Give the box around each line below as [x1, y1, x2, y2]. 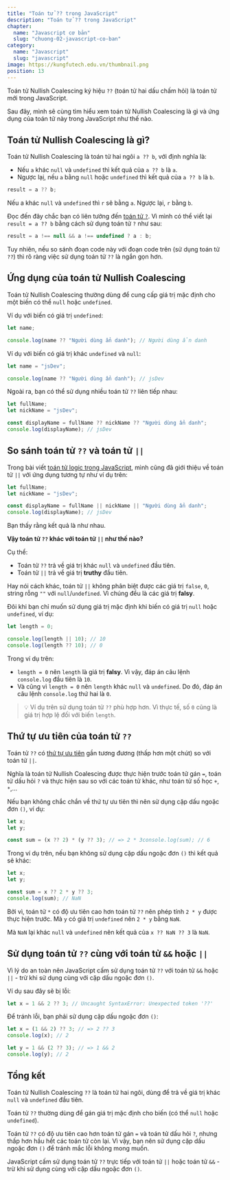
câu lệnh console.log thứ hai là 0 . [16, 689, 112, 698]
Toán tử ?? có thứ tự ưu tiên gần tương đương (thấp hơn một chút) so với [7, 748, 211, 757]
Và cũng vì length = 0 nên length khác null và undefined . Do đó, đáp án [16, 682, 222, 691]
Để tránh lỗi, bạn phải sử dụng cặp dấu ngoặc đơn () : [7, 1012, 159, 1021]
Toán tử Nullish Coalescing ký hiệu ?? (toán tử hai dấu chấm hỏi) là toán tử [7, 87, 218, 95]
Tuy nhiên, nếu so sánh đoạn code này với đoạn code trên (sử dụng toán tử [7, 245, 220, 254]
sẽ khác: [7, 856, 32, 865]
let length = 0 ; [7, 623, 54, 630]
